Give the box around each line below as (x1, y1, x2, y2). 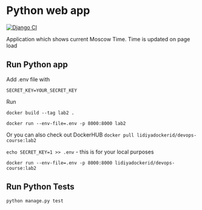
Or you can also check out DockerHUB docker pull (6, 131, 135, 138)
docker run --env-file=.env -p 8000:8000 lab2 (6, 120, 126, 126)
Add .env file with (6, 75, 50, 83)
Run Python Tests (6, 181, 75, 192)
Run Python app (6, 59, 68, 70)
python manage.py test (6, 198, 64, 204)
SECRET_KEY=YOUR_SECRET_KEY (6, 87, 78, 93)
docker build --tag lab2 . (6, 110, 75, 116)
